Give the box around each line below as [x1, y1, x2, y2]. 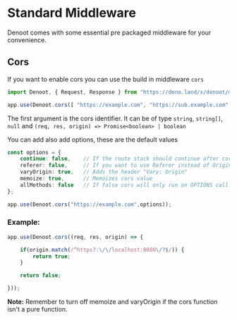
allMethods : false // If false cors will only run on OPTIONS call [20, 181, 229, 188]
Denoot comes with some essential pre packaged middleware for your [7, 28, 212, 37]
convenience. [7, 35, 47, 44]
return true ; [32, 252, 71, 260]
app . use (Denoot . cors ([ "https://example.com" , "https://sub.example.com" [7, 101, 229, 109]
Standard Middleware [7, 5, 136, 21]
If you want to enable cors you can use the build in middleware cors [7, 75, 205, 83]
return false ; [20, 272, 61, 279]
